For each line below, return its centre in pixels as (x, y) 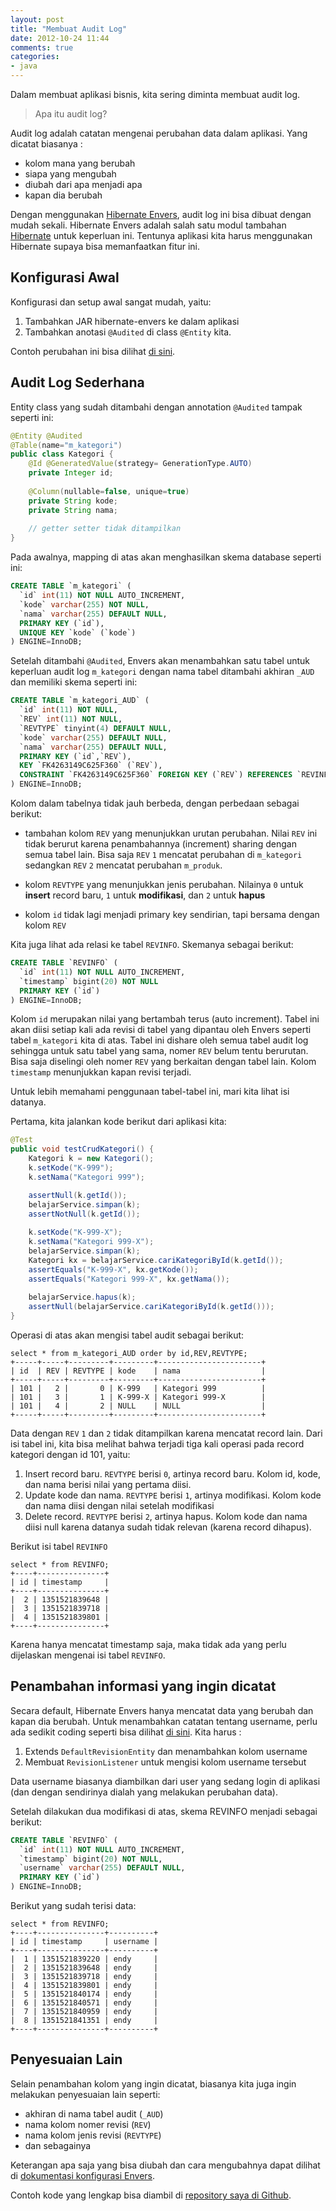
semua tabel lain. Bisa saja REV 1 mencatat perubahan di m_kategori (163, 854)
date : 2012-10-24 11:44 (60, 38)
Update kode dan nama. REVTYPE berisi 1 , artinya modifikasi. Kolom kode (173, 1495)
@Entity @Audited (46, 436)
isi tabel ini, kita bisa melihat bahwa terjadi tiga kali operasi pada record (157, 1444)
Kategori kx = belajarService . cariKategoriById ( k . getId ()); (156, 1260)
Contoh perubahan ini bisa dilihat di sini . (93, 351)
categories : (35, 57)
